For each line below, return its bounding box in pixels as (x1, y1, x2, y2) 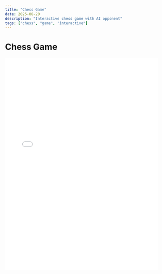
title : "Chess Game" (5, 7, 47, 12)
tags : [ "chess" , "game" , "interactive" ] (5, 20, 88, 26)
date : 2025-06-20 (5, 12, 40, 16)
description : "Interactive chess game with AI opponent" (5, 16, 123, 21)
